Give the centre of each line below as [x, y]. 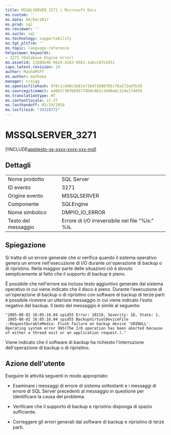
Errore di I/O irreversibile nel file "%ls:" [108, 220]
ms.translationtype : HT [31, 96]
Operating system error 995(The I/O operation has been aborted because [84, 328]
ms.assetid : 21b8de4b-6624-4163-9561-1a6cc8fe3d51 [60, 62]
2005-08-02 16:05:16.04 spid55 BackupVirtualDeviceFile [68, 319]
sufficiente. [24, 412]
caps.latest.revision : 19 [33, 67]
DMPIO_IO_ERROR [83, 212]
